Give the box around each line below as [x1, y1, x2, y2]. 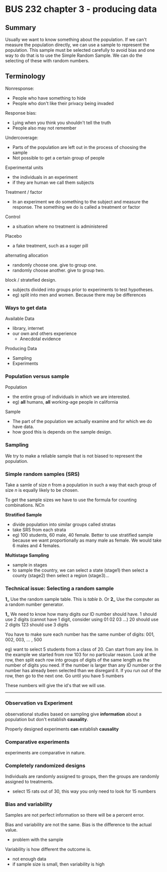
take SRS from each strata [12, 527, 66, 533]
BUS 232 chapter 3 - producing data [5, 3, 157, 15]
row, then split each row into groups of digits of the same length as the [5, 657, 150, 663]
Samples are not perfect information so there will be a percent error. [5, 812, 145, 818]
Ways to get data [5, 304, 47, 311]
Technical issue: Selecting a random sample [5, 584, 114, 591]
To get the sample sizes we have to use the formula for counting [5, 497, 137, 503]
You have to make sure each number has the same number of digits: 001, [5, 631, 155, 637]
